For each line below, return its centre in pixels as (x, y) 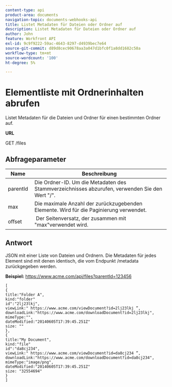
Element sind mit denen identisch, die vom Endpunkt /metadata (72, 261)
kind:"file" (18, 344)
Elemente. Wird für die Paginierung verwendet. (91, 210)
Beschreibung (99, 174)
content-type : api (25, 10)
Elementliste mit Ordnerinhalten (74, 93)
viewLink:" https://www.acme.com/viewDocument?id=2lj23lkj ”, (73, 308)
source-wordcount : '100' (32, 58)
